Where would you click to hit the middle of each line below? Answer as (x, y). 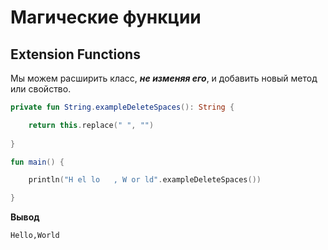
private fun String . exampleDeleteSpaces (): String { (122, 107)
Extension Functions (75, 54)
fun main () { (37, 162)
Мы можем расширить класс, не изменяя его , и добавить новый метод (164, 78)
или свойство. (41, 89)
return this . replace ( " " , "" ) (91, 125)
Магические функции (106, 17)
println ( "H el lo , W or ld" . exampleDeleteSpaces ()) (145, 180)
